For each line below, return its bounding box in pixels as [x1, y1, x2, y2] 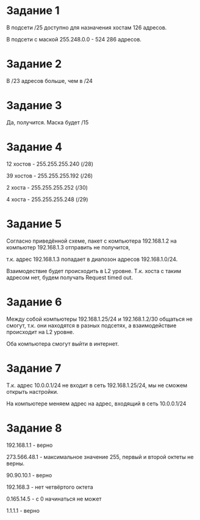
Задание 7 [6, 361, 62, 375]
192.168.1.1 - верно [6, 441, 53, 449]
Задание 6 [6, 295, 62, 308]
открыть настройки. [6, 388, 59, 395]
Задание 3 [6, 99, 62, 113]
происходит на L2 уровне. [6, 328, 74, 335]
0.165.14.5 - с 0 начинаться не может [6, 495, 102, 502]
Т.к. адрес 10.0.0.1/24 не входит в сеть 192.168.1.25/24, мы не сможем [6, 382, 188, 389]
